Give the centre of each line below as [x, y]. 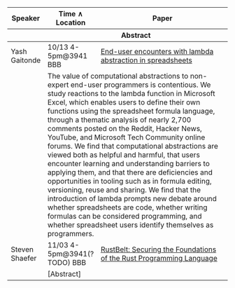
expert [58, 85]
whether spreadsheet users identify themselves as [131, 225]
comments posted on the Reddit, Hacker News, [125, 129]
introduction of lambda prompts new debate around [132, 199]
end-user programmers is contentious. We [141, 85]
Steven [22, 249]
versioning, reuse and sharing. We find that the [124, 190]
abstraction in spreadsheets [146, 60]
